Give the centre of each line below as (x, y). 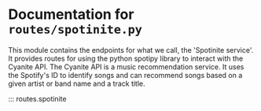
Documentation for (71, 15)
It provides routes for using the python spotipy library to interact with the (126, 58)
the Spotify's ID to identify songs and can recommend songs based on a (125, 75)
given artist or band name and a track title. (77, 83)
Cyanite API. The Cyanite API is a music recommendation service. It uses (126, 67)
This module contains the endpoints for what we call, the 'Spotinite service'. (131, 50)
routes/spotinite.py (75, 30)
